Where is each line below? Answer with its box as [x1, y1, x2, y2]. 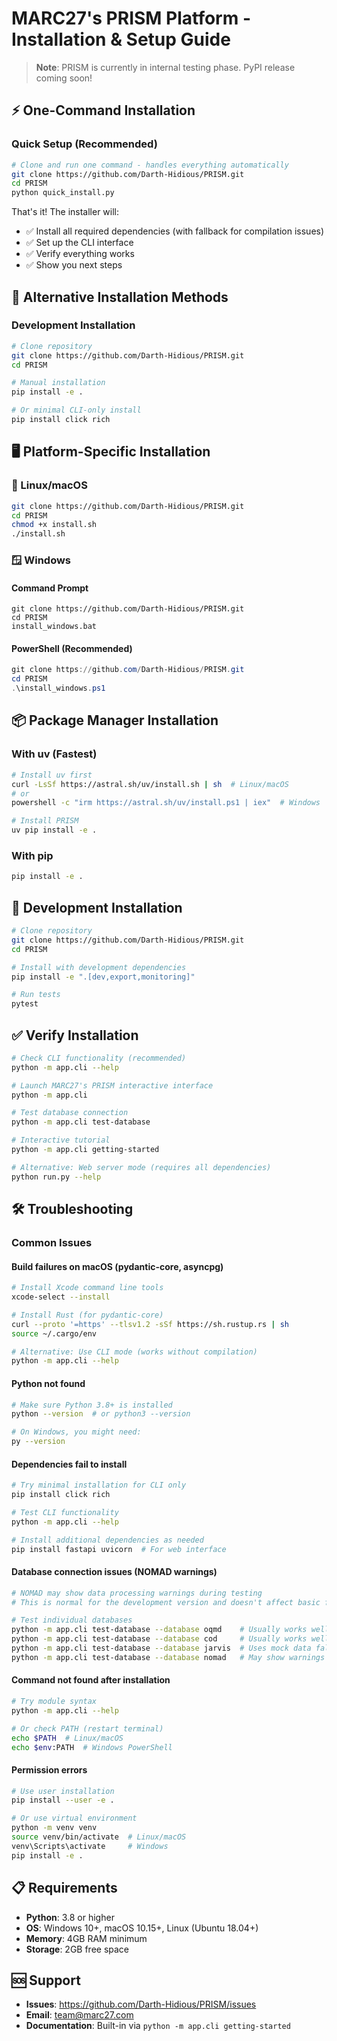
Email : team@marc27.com [25, 2009, 134, 2021]
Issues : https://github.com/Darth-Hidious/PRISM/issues [25, 1998, 257, 2011]
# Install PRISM [11, 816, 79, 826]
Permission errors [11, 1763, 88, 1776]
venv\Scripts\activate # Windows [11, 1841, 169, 1851]
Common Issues [11, 1236, 93, 1249]
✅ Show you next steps [25, 259, 123, 271]
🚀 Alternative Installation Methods [11, 288, 229, 306]
